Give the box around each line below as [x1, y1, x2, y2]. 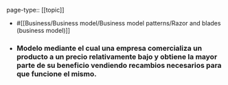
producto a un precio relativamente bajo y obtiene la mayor [16, 51, 218, 61]
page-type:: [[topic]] [6, 6, 65, 14]
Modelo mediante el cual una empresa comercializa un [16, 43, 203, 53]
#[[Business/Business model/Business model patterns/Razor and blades [16, 19, 221, 27]
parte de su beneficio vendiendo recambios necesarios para [16, 60, 222, 70]
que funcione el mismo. [16, 69, 97, 78]
